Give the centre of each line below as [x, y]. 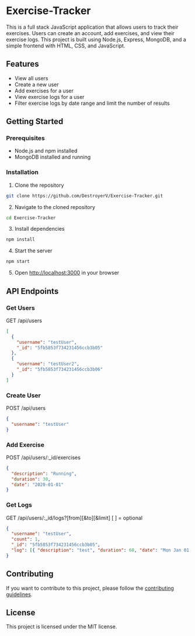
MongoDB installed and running [53, 157]
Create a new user [37, 84]
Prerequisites [25, 138]
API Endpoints [32, 291]
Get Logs [19, 505]
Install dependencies [40, 229]
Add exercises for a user [44, 90]
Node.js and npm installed [46, 151]
